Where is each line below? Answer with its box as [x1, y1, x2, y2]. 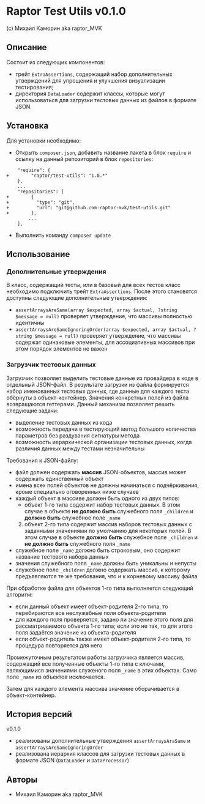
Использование [6, 249, 70, 259]
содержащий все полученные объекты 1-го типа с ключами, [6, 660, 165, 668]
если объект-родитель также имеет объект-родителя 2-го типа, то [15, 635, 191, 642]
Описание [6, 42, 47, 53]
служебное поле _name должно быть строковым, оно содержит [15, 546, 181, 554]
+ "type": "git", [6, 199, 75, 206]
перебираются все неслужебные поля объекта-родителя [15, 609, 166, 616]
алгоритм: [6, 590, 33, 598]
